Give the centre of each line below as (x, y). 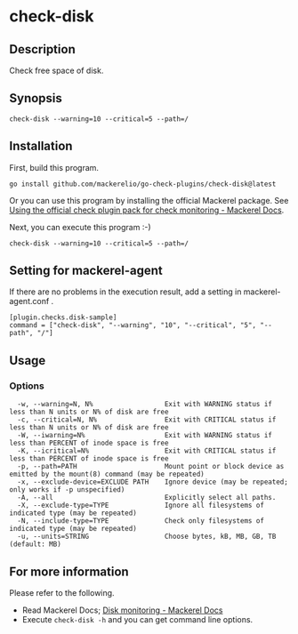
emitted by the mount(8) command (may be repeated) (107, 474)
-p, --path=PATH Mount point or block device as (151, 467)
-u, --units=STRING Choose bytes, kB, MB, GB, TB (147, 537)
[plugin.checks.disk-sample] (63, 317)
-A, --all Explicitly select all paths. (147, 498)
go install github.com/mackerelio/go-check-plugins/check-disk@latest (143, 184)
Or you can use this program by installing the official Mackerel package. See (149, 200)
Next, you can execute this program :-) (80, 227)
